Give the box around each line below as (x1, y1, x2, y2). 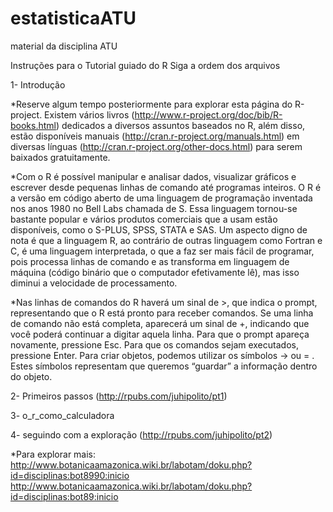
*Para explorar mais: (10, 448, 97, 460)
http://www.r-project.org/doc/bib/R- (134, 108, 283, 121)
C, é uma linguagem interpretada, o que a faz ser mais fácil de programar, (10, 245, 315, 257)
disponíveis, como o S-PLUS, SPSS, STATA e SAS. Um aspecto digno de (10, 223, 308, 236)
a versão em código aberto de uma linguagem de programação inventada (10, 192, 313, 204)
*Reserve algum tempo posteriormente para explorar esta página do (10, 98, 293, 110)
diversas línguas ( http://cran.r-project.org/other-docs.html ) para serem (10, 140, 303, 152)
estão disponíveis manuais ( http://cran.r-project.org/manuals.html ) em (10, 130, 300, 142)
